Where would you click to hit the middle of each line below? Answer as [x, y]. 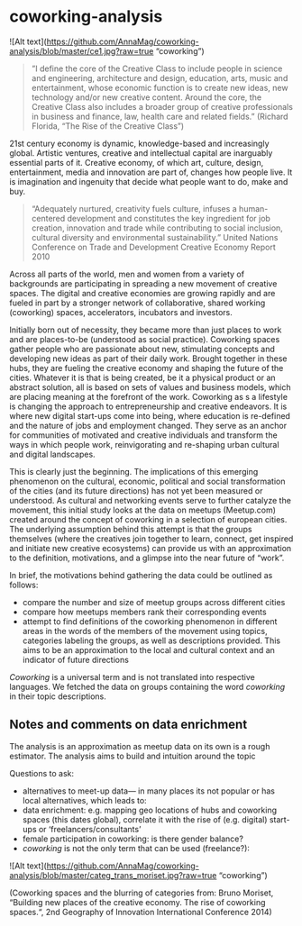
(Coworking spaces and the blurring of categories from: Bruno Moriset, [142, 893]
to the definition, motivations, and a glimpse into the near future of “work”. [147, 558]
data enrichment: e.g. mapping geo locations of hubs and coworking [150, 810]
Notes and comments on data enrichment [128, 725]
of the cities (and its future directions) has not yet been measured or [136, 490]
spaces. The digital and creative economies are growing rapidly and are [142, 293]
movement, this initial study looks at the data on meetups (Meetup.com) [143, 510]
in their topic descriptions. [58, 696]
